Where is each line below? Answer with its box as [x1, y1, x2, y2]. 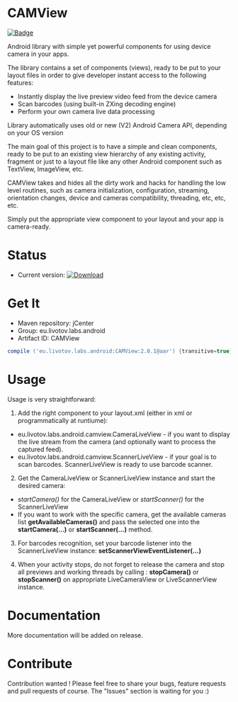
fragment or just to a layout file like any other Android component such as [7, 157, 222, 166]
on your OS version [7, 128, 64, 137]
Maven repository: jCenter [17, 319, 94, 327]
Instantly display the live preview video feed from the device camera [17, 92, 217, 101]
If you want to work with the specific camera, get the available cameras [17, 510, 227, 519]
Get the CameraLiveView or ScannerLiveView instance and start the [17, 473, 216, 482]
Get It [7, 295, 40, 312]
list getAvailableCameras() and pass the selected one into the [17, 517, 200, 526]
